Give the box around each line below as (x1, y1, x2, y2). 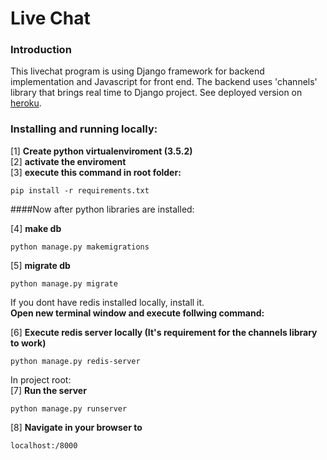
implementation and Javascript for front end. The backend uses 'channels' (10, 76, 318, 88)
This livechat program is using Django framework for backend (10, 65, 265, 77)
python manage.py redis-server (10, 356, 141, 366)
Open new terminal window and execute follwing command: (10, 307, 265, 319)
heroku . (10, 97, 42, 109)
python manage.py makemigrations (10, 242, 150, 252)
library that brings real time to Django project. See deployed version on (10, 87, 303, 99)
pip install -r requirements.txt (10, 185, 150, 196)
